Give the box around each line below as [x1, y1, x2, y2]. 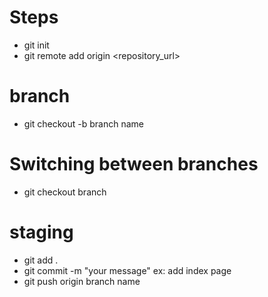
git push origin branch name [23, 275, 141, 287]
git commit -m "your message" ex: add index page [23, 264, 232, 276]
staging [9, 221, 74, 243]
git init [23, 39, 50, 51]
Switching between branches [9, 153, 259, 176]
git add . [23, 254, 59, 266]
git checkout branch [23, 186, 107, 198]
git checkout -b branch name [23, 117, 144, 130]
